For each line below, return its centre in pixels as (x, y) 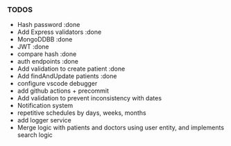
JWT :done (33, 47)
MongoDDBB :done (45, 39)
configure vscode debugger (57, 84)
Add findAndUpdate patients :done (67, 76)
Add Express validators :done (59, 32)
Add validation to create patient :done (71, 69)
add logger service (44, 120)
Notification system (45, 106)
